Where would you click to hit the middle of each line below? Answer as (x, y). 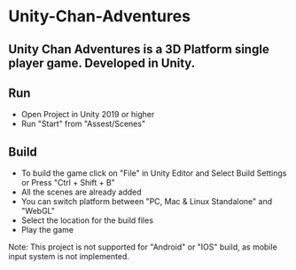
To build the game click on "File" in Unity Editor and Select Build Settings (154, 173)
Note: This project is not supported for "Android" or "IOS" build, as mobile (143, 247)
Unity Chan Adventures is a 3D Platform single (139, 49)
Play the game (47, 230)
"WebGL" (38, 211)
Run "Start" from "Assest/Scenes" (83, 124)
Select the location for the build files (87, 220)
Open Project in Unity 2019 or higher (88, 115)
